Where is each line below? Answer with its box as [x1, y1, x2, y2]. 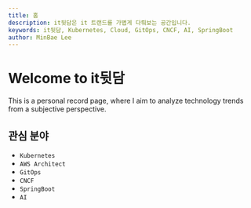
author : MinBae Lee [8, 33, 72, 42]
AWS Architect [19, 160, 66, 168]
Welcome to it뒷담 [8, 70, 125, 87]
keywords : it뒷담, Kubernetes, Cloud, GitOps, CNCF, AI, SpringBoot [8, 26, 234, 34]
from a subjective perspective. [8, 104, 107, 114]
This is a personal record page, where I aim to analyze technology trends [8, 96, 244, 106]
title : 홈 [8, 11, 39, 20]
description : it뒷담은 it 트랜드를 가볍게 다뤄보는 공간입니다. [8, 19, 191, 27]
